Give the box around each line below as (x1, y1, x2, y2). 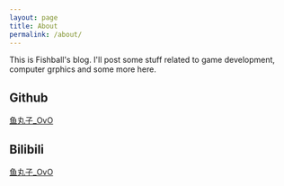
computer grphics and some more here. (9, 64, 157, 75)
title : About (9, 22, 58, 31)
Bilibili (9, 141, 45, 157)
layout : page (9, 13, 58, 22)
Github (9, 90, 49, 105)
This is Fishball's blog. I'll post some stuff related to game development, (9, 55, 276, 66)
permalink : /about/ (9, 30, 83, 39)
